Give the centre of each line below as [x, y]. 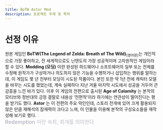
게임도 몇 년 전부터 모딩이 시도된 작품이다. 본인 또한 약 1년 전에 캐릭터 [82, 79]
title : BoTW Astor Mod [28, 9]
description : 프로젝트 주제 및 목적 [38, 14]
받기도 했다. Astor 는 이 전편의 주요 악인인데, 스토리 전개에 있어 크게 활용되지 [83, 103]
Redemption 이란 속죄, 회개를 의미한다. [50, 122]
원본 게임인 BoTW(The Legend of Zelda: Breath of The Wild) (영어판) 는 [74, 55]
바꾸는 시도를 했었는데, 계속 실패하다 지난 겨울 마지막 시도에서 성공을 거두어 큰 [84, 85]
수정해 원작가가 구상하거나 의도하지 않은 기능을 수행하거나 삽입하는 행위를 [75, 73]
